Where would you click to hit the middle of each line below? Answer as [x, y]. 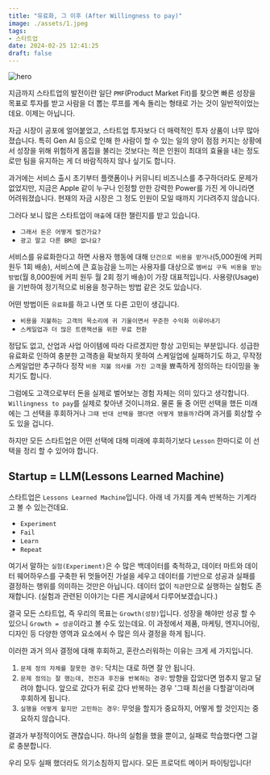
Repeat [31, 550]
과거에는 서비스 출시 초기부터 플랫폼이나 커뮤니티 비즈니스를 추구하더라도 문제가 [133, 178]
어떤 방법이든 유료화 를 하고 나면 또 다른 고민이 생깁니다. [94, 304]
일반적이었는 [240, 103]
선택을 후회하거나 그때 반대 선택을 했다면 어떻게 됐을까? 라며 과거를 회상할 [143, 413]
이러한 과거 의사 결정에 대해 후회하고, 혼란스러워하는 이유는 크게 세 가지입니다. [131, 651]
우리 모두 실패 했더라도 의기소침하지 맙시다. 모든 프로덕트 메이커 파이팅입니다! [130, 762]
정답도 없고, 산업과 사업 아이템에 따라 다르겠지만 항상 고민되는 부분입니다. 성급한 [134, 345]
